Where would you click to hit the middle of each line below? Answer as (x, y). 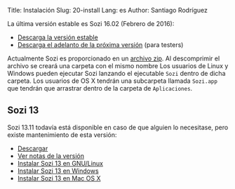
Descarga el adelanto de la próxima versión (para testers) (100, 45)
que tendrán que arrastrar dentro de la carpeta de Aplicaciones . (100, 88)
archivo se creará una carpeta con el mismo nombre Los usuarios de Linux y (118, 66)
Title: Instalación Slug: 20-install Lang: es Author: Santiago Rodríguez (108, 10)
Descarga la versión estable (58, 37)
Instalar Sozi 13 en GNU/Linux (60, 163)
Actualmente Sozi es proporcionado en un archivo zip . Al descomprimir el (114, 58)
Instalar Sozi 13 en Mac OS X (59, 178)
